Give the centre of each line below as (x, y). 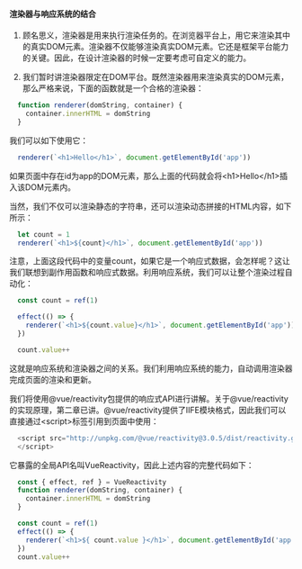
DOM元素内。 (50, 187)
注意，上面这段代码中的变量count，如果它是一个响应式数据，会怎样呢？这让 (150, 261)
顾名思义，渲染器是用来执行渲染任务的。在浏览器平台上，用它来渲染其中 (156, 35)
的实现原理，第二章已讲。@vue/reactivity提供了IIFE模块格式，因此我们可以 (148, 410)
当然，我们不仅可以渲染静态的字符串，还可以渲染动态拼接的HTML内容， (143, 206)
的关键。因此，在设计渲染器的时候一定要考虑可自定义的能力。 (137, 58)
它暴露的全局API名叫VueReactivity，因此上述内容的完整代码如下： (132, 465)
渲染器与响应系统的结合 (53, 14)
